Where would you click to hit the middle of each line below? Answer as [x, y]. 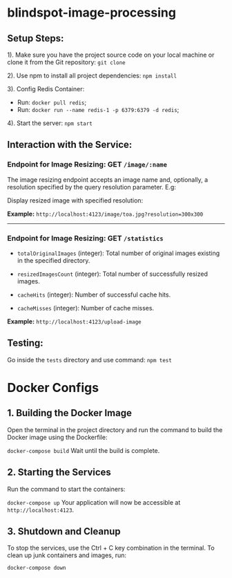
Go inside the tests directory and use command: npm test [90, 360]
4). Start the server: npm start [50, 123]
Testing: [25, 343]
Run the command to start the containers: [66, 489]
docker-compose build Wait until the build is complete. [84, 450]
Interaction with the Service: [70, 145]
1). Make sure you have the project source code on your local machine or [111, 55]
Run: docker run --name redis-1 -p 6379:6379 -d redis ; [98, 110]
